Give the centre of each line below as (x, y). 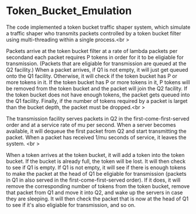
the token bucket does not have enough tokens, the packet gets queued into (98, 95)
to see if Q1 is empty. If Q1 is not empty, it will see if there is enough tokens (96, 167)
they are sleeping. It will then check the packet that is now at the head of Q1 (97, 199)
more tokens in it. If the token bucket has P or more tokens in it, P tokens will (98, 82)
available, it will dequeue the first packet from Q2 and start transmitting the (96, 131)
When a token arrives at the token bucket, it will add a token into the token (95, 155)
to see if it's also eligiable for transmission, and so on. (71, 205)
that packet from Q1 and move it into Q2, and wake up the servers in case (94, 192)
